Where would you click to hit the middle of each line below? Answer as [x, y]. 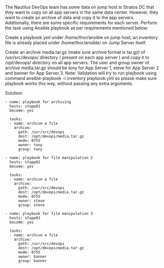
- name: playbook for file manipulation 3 [49, 214]
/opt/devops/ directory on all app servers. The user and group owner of [77, 63]
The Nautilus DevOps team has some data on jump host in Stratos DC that [80, 7]
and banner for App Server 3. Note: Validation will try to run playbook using [81, 73]
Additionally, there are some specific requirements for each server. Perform [81, 23]
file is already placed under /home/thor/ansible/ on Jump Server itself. [76, 43]
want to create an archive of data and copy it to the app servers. [70, 17]
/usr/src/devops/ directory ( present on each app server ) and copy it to [77, 57]
